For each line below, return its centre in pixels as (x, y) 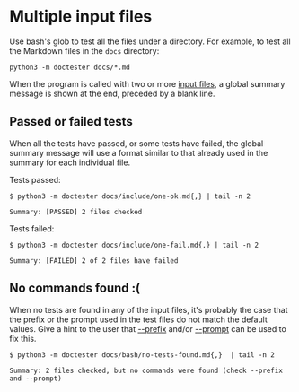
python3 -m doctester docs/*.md (70, 67)
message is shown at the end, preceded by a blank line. (112, 93)
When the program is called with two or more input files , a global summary (147, 83)
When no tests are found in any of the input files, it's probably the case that (149, 309)
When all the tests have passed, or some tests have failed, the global (136, 143)
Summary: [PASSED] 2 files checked (76, 212)
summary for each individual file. (70, 162)
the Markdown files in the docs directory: (84, 50)
